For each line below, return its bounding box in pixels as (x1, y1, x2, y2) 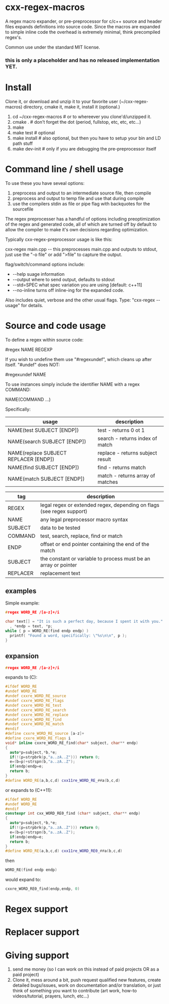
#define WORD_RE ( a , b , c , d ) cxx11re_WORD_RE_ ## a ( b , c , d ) (5, 778, 121, 783)
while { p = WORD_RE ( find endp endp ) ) (5, 628, 89, 634)
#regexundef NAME (5, 371, 46, 377)
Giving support (5, 949, 69, 961)
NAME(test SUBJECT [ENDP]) (8, 426, 79, 433)
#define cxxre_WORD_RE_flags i (5, 736, 71, 741)
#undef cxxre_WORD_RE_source (5, 693, 66, 698)
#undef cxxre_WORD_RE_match (5, 722, 64, 727)
